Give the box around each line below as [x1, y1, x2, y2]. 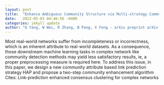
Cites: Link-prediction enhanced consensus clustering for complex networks [5, 75, 159, 81]
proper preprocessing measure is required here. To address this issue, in [5, 59, 151, 65]
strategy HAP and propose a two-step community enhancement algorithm [5, 69, 154, 75]
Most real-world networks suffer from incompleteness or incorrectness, [5, 38, 149, 44]
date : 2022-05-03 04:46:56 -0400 [5, 16, 78, 21]
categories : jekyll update [5, 20, 60, 26]
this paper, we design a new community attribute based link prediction [5, 64, 146, 70]
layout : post [5, 7, 32, 12]
